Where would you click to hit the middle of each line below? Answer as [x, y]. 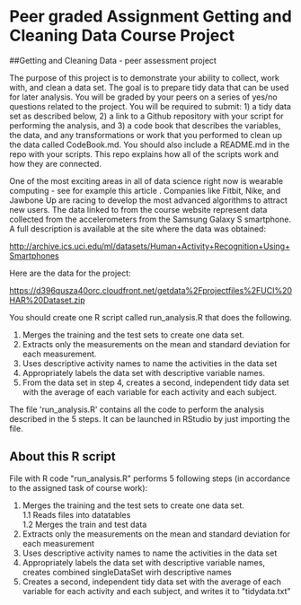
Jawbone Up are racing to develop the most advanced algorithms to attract [148, 200]
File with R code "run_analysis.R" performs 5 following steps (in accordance [150, 478]
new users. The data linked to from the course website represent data [138, 209]
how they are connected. [55, 163]
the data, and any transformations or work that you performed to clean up [146, 135]
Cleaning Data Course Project [122, 35]
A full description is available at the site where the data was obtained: [138, 228]
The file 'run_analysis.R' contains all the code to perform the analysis [137, 409]
